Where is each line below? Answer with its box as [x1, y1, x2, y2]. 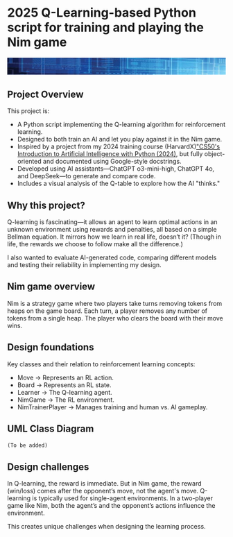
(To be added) [7, 442, 49, 449]
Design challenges [7, 461, 89, 472]
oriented [17, 157, 42, 166]
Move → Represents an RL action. [17, 373, 114, 382]
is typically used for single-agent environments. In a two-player [32, 494, 214, 502]
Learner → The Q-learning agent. [17, 388, 112, 396]
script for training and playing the [7, 19, 205, 35]
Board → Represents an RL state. [17, 380, 112, 389]
